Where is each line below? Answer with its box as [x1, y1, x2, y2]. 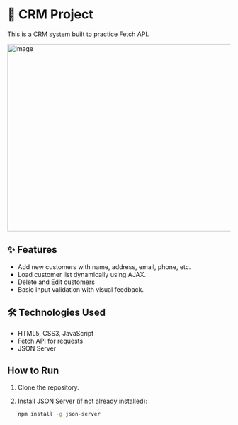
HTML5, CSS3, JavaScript [17, 329, 94, 337]
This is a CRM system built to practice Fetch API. [7, 30, 149, 38]
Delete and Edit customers [17, 278, 96, 286]
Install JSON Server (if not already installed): [17, 397, 148, 406]
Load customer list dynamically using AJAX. [17, 270, 147, 278]
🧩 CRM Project [7, 6, 93, 23]
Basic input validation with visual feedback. [17, 285, 144, 293]
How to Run [7, 364, 59, 376]
